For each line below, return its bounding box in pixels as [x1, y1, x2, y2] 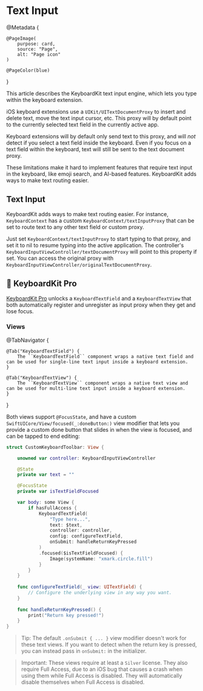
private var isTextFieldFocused [17, 488, 99, 495]
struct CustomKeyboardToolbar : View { [6, 444, 104, 450]
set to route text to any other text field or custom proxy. [6, 223, 144, 231]
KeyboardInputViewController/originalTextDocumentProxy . [6, 260, 152, 268]
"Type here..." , [49, 516, 91, 522]
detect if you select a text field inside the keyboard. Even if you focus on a [6, 139, 191, 146]
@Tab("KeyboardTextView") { [6, 375, 78, 381]
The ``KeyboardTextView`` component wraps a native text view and [17, 380, 188, 386]
